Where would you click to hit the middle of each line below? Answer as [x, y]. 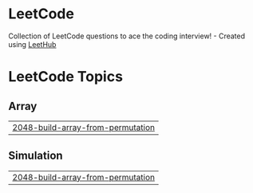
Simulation [36, 156]
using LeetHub [32, 44]
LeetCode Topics [66, 77]
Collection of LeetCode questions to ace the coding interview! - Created [127, 36]
